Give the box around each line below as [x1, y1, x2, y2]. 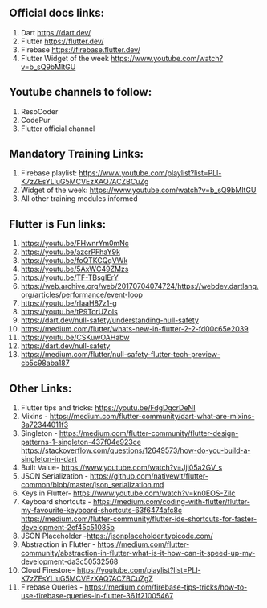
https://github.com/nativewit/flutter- [90, 471, 209, 481]
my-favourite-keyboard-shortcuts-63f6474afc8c [20, 506, 183, 516]
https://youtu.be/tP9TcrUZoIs [20, 307, 119, 317]
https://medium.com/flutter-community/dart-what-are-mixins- [49, 412, 255, 421]
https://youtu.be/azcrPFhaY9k [20, 247, 121, 257]
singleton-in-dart [20, 454, 78, 464]
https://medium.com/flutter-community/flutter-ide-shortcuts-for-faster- [20, 514, 257, 524]
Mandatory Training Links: [9, 147, 144, 161]
